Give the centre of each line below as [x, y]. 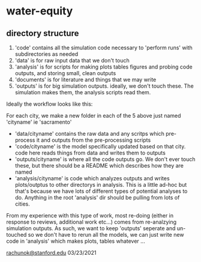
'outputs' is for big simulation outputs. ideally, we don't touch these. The [104, 86]
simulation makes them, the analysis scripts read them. [83, 92]
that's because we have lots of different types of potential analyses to [101, 191]
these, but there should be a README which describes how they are [99, 166]
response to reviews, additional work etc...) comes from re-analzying [91, 222]
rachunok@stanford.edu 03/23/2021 [51, 253]
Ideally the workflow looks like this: [49, 104]
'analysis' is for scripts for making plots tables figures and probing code [104, 67]
